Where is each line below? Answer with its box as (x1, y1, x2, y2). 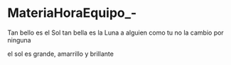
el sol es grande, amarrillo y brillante (7, 49, 114, 58)
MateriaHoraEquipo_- (7, 5, 137, 21)
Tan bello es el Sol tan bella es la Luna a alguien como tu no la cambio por (7, 28, 224, 37)
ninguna (7, 35, 31, 44)
